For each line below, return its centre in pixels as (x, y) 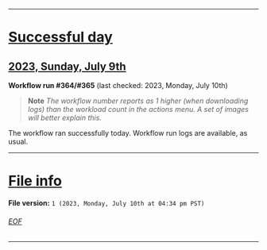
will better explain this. (64, 117)
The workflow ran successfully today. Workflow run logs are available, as (128, 133)
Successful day (60, 37)
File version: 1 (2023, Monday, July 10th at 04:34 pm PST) (106, 202)
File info (35, 181)
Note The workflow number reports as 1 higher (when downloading (138, 101)
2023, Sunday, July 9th (67, 66)
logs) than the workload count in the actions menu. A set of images (138, 109)
